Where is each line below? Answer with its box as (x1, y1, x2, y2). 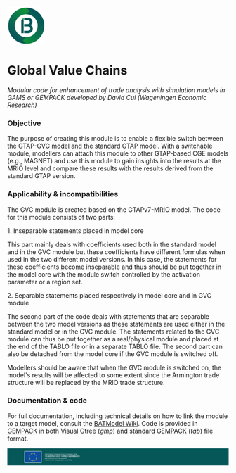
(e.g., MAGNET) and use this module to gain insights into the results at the (7, 157, 221, 165)
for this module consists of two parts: (7, 213, 116, 221)
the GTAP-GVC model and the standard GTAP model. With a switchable (7, 141, 213, 151)
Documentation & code (7, 396, 88, 405)
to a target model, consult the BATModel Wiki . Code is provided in (7, 419, 198, 427)
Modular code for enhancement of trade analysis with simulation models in (7, 85, 225, 94)
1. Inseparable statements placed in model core (7, 226, 144, 235)
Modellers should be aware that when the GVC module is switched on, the (7, 363, 222, 372)
